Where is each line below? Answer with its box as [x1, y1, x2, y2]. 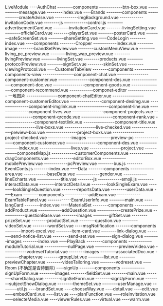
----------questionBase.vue [5, 212, 61, 218]
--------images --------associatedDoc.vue [69, 249, 155, 254]
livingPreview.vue [5, 56, 40, 61]
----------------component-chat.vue [42, 72, 116, 77]
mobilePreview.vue [5, 161, 43, 166]
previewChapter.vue [5, 259, 46, 265]
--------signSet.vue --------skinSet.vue [47, 61, 127, 67]
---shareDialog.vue [5, 276, 44, 281]
